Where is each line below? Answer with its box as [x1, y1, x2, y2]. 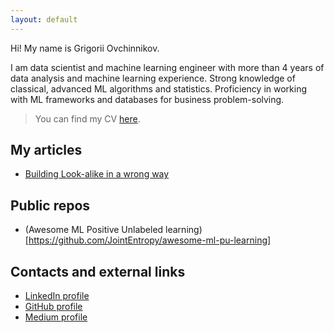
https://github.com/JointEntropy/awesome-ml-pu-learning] [28, 234, 272, 246]
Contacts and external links [10, 263, 186, 280]
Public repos [10, 197, 91, 214]
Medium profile [24, 311, 88, 323]
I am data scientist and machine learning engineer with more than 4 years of [10, 61, 325, 73]
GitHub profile [24, 301, 83, 313]
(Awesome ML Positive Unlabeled [24, 224, 164, 236]
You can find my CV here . [34, 112, 141, 125]
